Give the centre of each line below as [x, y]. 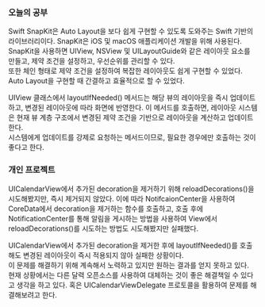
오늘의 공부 [28, 12]
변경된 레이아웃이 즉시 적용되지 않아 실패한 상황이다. [103, 255]
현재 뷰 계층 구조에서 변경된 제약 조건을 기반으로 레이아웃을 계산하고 [121, 117]
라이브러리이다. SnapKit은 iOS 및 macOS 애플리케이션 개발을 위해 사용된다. [125, 41]
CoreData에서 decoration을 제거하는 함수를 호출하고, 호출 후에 [106, 209]
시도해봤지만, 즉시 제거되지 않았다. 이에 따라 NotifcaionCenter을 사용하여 [122, 198]
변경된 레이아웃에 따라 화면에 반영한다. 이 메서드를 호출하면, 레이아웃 [131, 108]
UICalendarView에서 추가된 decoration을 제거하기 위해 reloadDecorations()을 [131, 189]
